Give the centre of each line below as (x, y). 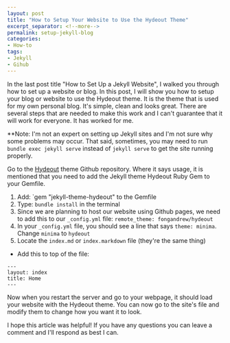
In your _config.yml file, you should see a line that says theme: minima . (117, 226)
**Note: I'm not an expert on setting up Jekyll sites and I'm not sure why (110, 134)
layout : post (26, 13)
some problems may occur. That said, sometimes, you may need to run (107, 141)
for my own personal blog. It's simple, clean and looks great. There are (107, 106)
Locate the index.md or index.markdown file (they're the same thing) (111, 240)
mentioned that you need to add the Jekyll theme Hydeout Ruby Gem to (109, 176)
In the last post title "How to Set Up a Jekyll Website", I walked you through (113, 84)
